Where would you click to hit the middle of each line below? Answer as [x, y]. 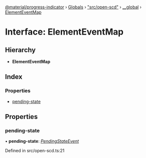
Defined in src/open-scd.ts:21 [35, 151]
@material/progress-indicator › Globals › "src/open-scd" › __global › [73, 7]
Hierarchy [20, 50]
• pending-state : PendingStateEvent [42, 141]
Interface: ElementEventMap [64, 32]
